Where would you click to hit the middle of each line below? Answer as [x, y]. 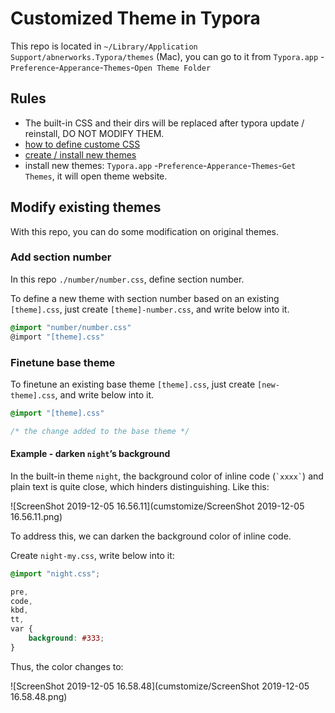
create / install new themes [80, 154]
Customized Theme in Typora [135, 18]
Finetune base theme [63, 362]
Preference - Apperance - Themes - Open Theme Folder [111, 67]
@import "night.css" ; [55, 573]
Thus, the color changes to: [67, 666]
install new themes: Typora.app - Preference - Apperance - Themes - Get [160, 165]
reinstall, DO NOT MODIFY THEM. [94, 133]
